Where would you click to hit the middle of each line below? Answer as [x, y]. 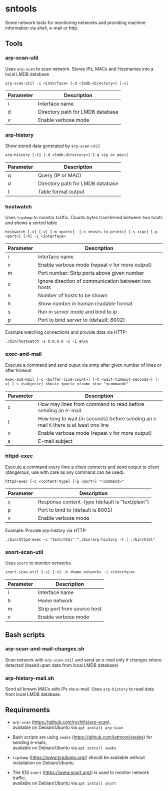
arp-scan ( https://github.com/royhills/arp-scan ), [62, 722]
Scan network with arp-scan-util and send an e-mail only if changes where [83, 660]
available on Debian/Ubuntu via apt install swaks [64, 747]
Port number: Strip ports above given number [91, 273]
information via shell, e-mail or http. [42, 28]
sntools [21, 9]
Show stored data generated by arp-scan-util [53, 146]
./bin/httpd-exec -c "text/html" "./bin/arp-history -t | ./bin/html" [80, 539]
